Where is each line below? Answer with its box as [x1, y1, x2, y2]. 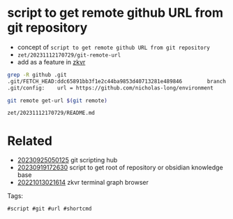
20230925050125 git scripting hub [17, 156, 118, 164]
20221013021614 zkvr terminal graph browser [17, 178, 149, 187]
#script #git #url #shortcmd [7, 205, 92, 213]
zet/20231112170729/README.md [7, 110, 96, 117]
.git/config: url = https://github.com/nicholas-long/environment [7, 84, 214, 92]
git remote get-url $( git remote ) [7, 97, 108, 104]
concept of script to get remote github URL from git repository [17, 43, 211, 51]
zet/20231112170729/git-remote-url [17, 51, 121, 59]
